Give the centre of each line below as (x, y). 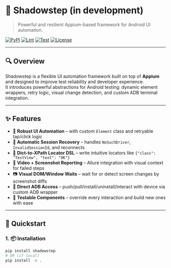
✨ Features (23, 119)
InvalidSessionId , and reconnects (49, 147)
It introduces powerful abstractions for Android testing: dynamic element (81, 87)
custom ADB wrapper (35, 192)
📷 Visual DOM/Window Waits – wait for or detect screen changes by (86, 174)
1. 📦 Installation (25, 238)
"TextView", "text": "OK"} (41, 158)
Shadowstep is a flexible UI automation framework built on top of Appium (82, 76)
